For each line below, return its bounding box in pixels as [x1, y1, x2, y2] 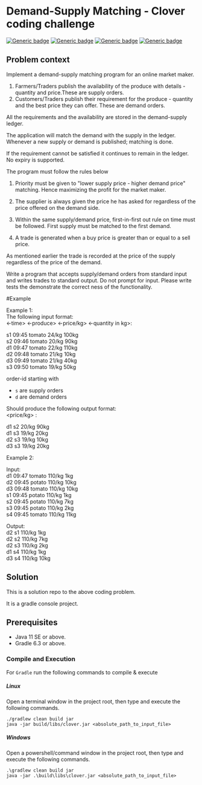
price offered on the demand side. [14, 204, 100, 211]
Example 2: [6, 454, 34, 461]
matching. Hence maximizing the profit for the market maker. [14, 186, 166, 193]
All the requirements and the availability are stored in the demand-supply [6, 113, 188, 120]
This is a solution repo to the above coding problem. [6, 588, 136, 595]
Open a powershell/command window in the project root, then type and [6, 749, 184, 757]
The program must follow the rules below [6, 168, 109, 175]
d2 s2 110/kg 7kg [6, 535, 48, 542]
